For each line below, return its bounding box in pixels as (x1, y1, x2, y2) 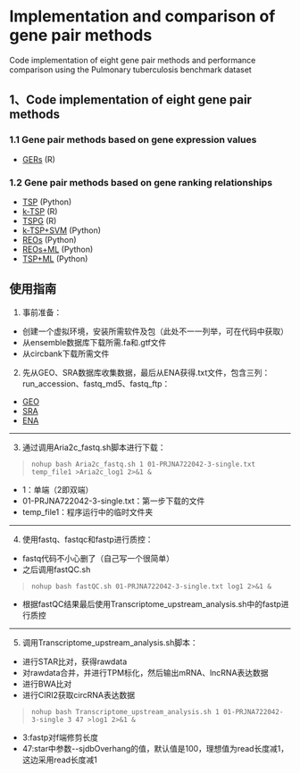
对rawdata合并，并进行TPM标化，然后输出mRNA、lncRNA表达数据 (21, 667, 270, 677)
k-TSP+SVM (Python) (21, 225, 101, 236)
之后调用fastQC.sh (21, 564, 91, 575)
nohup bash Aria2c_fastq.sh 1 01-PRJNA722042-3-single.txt (30, 460, 256, 469)
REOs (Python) (21, 234, 78, 245)
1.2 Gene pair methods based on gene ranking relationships (9, 176, 273, 188)
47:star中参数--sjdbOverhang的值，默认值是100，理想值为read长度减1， (21, 743, 289, 753)
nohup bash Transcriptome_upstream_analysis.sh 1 (30, 707, 221, 716)
